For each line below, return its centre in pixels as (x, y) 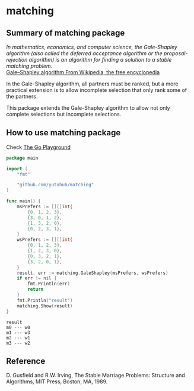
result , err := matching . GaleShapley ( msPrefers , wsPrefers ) (93, 273)
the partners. (22, 96)
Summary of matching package (66, 33)
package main (22, 158)
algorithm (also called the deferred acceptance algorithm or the (84, 53)
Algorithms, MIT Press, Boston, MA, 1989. (57, 382)
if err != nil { (37, 278)
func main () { (24, 201)
